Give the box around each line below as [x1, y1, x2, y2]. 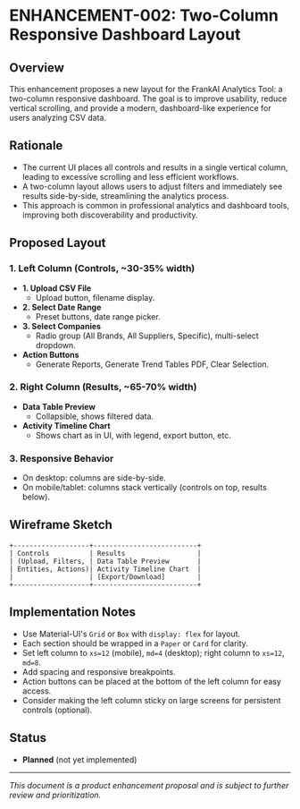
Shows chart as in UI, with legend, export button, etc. [35, 430, 232, 440]
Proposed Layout [9, 235, 106, 251]
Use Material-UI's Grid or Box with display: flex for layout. [21, 628, 241, 639]
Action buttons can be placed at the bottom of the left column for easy [21, 676, 281, 686]
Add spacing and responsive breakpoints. [21, 666, 176, 677]
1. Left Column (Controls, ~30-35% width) [9, 262, 196, 275]
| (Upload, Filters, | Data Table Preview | [9, 557, 202, 566]
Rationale [9, 138, 63, 153]
